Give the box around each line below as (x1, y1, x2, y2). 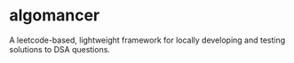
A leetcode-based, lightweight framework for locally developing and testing (9, 35, 286, 45)
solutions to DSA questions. (9, 43, 111, 54)
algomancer (9, 5, 100, 26)
